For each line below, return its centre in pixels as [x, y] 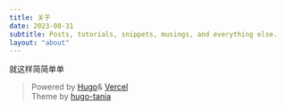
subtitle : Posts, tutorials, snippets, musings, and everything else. [143, 34]
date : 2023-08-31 [42, 26]
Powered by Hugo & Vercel [80, 87]
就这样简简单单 [37, 69]
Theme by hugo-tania [71, 97]
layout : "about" [39, 42]
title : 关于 [30, 17]
